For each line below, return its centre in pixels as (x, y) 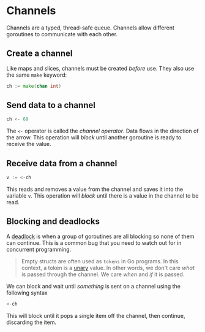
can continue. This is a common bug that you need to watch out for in (94, 242)
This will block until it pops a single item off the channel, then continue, (96, 315)
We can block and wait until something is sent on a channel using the (93, 286)
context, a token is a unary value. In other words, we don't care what (108, 268)
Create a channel (39, 54)
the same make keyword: (37, 75)
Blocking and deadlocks (53, 222)
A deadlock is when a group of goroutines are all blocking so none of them (100, 236)
